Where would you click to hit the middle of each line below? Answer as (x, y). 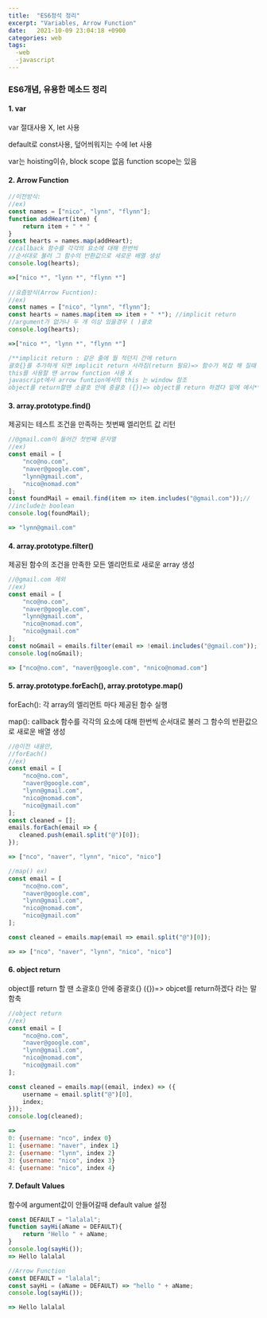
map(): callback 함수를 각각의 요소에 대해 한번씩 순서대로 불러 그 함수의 (119, 721)
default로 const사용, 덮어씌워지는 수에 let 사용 (80, 144)
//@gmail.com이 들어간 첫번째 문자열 (62, 439)
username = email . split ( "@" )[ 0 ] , (78, 1094)
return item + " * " (56, 226)
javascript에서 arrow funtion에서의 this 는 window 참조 (98, 380)
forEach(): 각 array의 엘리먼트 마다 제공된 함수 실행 (88, 704)
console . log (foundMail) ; (49, 514)
